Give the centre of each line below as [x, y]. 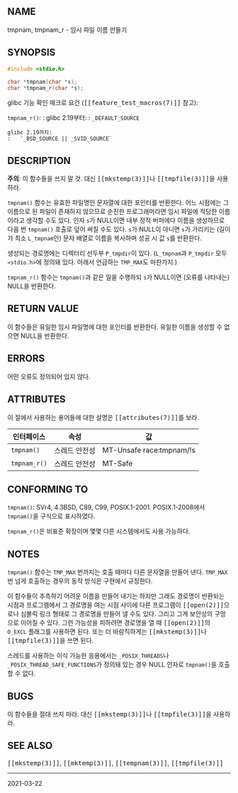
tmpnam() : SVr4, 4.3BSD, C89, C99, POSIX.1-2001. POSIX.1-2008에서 [106, 507]
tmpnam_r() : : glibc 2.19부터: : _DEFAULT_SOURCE [74, 118]
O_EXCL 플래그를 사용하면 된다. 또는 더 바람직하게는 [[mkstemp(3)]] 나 [107, 632]
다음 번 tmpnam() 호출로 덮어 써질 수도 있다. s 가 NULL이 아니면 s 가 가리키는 [111, 230]
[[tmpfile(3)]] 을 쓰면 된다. [51, 641]
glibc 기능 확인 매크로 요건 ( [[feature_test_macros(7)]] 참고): [103, 103]
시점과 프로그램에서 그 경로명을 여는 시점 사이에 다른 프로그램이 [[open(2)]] [116, 605]
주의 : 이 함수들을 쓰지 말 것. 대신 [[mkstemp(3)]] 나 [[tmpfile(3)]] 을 [111, 179]
